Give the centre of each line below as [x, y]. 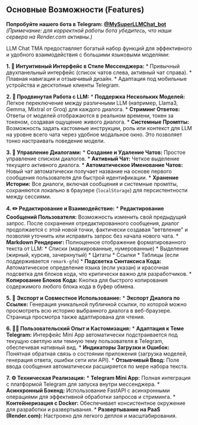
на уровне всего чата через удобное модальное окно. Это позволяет [94, 134]
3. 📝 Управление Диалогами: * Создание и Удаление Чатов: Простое [96, 152]
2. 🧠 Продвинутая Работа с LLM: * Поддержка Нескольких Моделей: [96, 96]
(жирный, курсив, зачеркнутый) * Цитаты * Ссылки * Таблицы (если [92, 254]
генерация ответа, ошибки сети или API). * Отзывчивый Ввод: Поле [93, 360]
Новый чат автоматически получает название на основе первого [89, 171]
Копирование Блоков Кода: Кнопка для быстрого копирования [87, 280]
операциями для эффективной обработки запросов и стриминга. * [91, 396]
